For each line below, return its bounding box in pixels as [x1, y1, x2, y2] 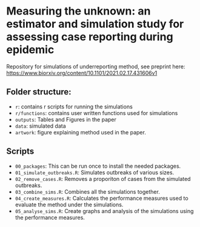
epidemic [6, 43, 55, 57]
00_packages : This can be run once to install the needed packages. [15, 162, 181, 169]
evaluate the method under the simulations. [15, 201, 124, 208]
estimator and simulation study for [6, 17, 184, 31]
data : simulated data [15, 122, 67, 130]
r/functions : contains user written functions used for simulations [15, 109, 178, 116]
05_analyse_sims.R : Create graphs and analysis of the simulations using [15, 207, 194, 214]
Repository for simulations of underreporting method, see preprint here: [6, 62, 185, 70]
